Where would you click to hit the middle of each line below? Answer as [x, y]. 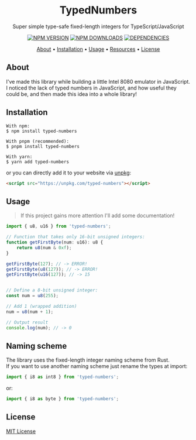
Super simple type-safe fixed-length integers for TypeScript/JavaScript [98, 26]
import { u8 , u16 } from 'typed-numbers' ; [59, 226]
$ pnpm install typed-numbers [43, 146]
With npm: [18, 126]
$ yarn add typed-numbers [37, 161]
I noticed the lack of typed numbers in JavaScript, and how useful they [91, 88]
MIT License [21, 431]
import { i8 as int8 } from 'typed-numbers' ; [62, 377]
